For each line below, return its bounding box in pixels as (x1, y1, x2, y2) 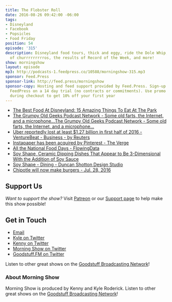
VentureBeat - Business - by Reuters (12, 134, 90, 141)
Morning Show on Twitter (12, 246, 67, 251)
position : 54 (5, 41, 33, 46)
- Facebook (5, 27, 29, 32)
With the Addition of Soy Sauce (12, 156, 79, 162)
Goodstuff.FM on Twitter (12, 251, 64, 257)
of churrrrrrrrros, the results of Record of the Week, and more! (10, 55, 155, 60)
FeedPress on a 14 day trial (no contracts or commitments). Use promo (10, 88, 166, 94)
